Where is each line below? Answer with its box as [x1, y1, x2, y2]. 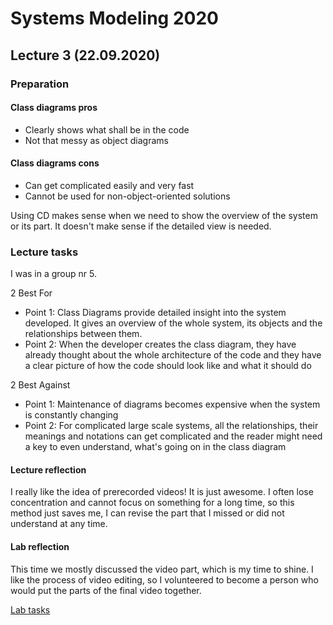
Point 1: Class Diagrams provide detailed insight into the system [24, 307, 287, 319]
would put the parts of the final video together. [10, 584, 202, 596]
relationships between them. [24, 328, 143, 340]
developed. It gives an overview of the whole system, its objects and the [24, 317, 323, 329]
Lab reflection [10, 541, 70, 552]
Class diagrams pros [10, 102, 98, 114]
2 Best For [10, 287, 53, 299]
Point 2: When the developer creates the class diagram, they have [24, 338, 297, 351]
